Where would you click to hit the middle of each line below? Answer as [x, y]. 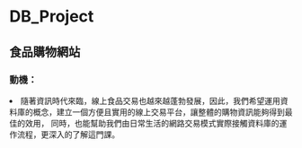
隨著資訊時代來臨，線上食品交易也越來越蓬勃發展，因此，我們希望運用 [151, 100]
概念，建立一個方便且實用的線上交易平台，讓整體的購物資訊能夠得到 [159, 112]
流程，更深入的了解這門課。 [68, 134]
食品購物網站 [45, 52]
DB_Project [52, 17]
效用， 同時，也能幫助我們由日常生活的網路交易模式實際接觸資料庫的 [152, 123]
